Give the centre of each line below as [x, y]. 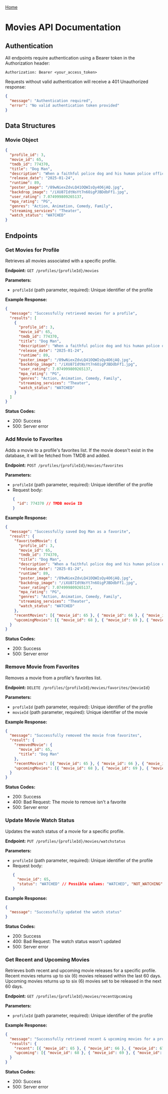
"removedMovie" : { [33, 745]
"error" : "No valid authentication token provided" [65, 105]
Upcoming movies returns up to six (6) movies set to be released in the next [83, 981]
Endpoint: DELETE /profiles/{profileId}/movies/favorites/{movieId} [78, 687]
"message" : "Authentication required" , [51, 101]
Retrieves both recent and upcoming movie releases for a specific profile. [81, 970]
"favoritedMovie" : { [35, 541]
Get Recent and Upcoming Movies [47, 959]
